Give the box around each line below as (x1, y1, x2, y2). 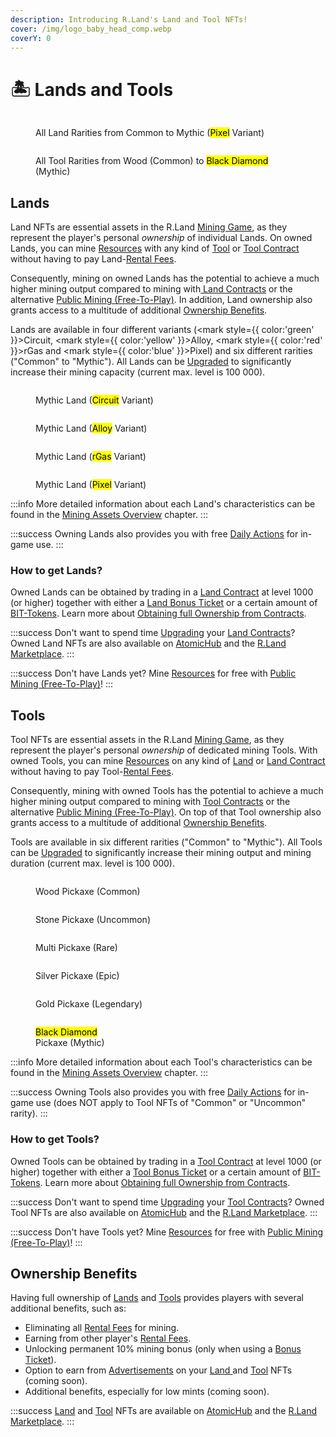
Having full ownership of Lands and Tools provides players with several (10, 1292, 304, 1304)
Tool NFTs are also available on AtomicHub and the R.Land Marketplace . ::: (10, 1206, 318, 1218)
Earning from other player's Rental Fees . (24, 1332, 192, 1345)
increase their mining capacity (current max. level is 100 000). (10, 366, 266, 378)
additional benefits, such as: (10, 1302, 127, 1315)
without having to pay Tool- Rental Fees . (10, 766, 174, 778)
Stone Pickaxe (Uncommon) (35, 914, 151, 926)
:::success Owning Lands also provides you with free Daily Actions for (10, 528, 299, 540)
